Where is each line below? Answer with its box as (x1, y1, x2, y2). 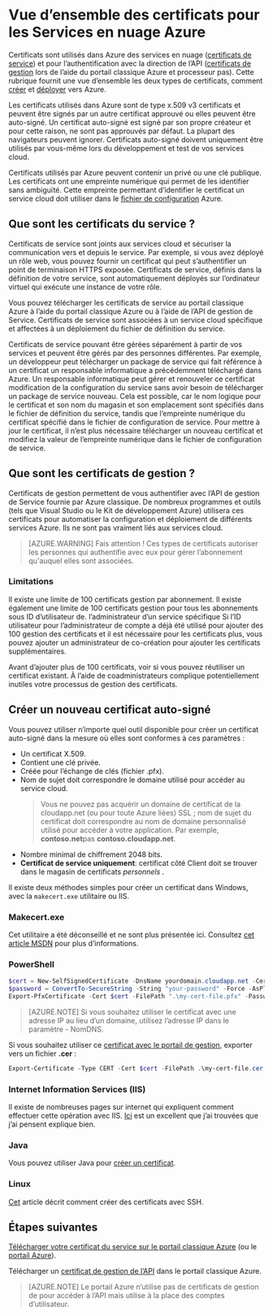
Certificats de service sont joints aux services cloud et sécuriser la (8, 238, 232, 249)
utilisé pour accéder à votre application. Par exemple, (40, 825, 219, 835)
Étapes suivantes (8, 1221, 98, 1235)
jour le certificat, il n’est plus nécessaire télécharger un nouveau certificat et (8, 425, 263, 436)
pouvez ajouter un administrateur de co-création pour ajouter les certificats (8, 637, 262, 647)
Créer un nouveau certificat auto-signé (8, 703, 211, 717)
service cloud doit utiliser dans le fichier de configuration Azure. (8, 193, 223, 203)
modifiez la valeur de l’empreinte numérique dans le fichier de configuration (8, 434, 262, 444)
